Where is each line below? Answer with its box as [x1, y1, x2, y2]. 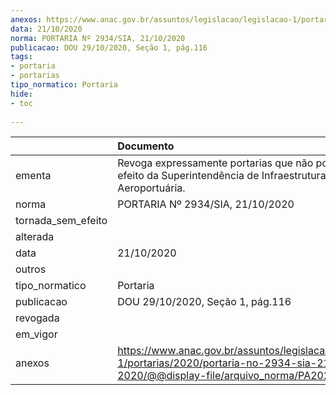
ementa [15, 169, 52, 183]
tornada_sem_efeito [15, 214, 108, 228]
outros [15, 262, 47, 276]
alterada [15, 230, 55, 244]
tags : [10, 52, 33, 62]
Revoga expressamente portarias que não [117, 156, 314, 170]
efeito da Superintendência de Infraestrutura [117, 169, 327, 183]
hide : [10, 89, 33, 99]
